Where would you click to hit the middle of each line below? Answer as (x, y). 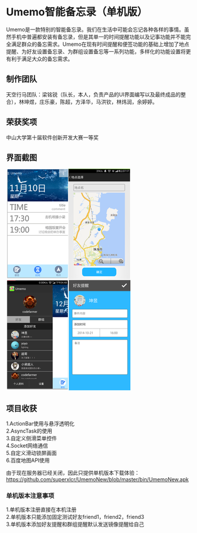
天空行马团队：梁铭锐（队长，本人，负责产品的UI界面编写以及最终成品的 (94, 94)
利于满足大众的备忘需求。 (42, 59)
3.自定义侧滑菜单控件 (32, 438)
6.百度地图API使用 (28, 460)
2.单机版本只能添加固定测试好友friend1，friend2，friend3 (75, 517)
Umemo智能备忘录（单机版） (77, 12)
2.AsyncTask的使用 (29, 431)
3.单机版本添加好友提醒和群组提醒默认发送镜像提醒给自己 (75, 524)
